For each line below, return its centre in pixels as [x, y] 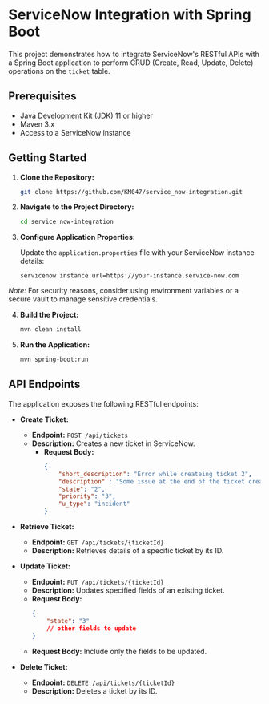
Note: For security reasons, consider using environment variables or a [123, 291]
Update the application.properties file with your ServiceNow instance [137, 253]
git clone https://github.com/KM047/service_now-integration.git [131, 192]
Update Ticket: [45, 566]
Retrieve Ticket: [47, 526]
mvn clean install [50, 330]
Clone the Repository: [57, 177]
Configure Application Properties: [78, 237]
